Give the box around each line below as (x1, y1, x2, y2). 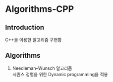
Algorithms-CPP (5, 3, 74, 15)
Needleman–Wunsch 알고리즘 (12, 65, 72, 71)
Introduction (5, 23, 45, 32)
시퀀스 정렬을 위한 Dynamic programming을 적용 (12, 71, 108, 77)
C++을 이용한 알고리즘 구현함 (5, 37, 62, 42)
